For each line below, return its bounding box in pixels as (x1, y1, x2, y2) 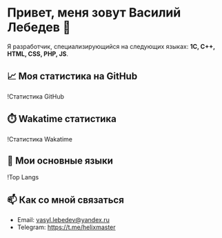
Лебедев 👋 (7, 19, 71, 35)
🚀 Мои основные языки (7, 155, 114, 166)
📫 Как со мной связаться (7, 194, 124, 206)
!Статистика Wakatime (7, 135, 72, 143)
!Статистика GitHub (7, 92, 64, 101)
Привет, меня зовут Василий (7, 5, 181, 21)
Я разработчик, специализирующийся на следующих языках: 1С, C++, (7, 42, 215, 50)
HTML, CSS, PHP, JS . (7, 50, 69, 58)
